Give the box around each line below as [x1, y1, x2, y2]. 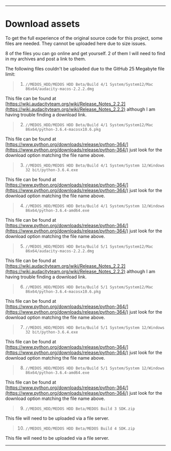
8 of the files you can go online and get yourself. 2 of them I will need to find [5, 50, 165, 56]
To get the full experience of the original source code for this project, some [5, 35, 163, 41]
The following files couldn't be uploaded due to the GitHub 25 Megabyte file [5, 65, 165, 72]
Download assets [5, 18, 80, 30]
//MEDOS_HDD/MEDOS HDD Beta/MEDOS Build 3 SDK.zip [25, 406, 135, 411]
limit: [5, 71, 16, 77]
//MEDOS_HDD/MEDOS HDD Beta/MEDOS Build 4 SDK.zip [25, 426, 135, 431]
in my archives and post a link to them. [5, 56, 87, 62]
